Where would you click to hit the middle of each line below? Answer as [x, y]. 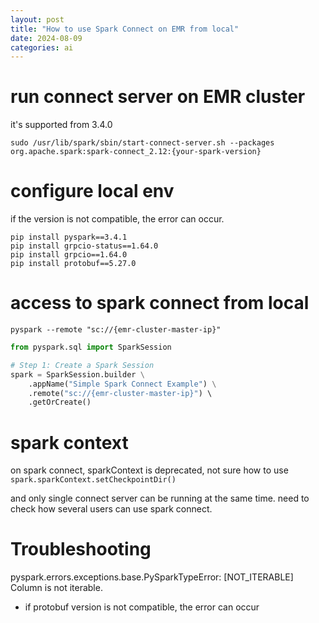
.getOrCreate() [60, 402]
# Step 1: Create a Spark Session [82, 365]
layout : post [37, 19]
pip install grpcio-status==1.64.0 [84, 246]
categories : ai [42, 47]
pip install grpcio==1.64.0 [69, 255]
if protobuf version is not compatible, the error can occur [142, 607]
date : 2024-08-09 [46, 38]
